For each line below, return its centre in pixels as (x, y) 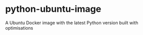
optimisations (19, 28)
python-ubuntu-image (53, 9)
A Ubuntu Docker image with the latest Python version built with (72, 23)
